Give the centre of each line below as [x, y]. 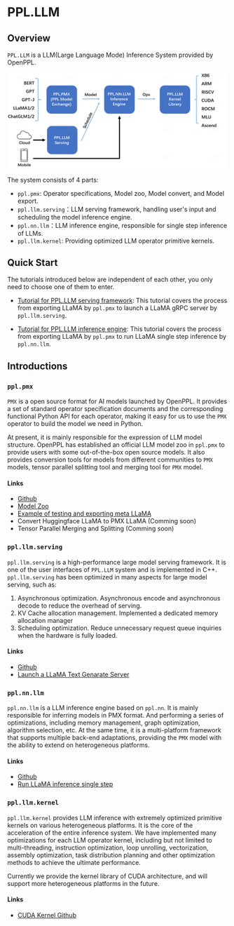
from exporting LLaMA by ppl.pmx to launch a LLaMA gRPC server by [117, 308]
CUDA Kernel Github [47, 915]
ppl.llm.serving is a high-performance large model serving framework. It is [117, 562]
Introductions [37, 366]
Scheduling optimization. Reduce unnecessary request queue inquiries [119, 628]
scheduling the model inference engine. [75, 217]
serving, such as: [32, 584]
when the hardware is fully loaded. [67, 635]
